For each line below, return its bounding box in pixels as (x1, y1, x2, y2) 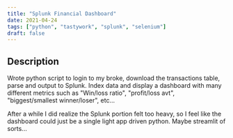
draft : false (7, 29, 45, 37)
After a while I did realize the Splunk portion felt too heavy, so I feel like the (7, 109, 222, 118)
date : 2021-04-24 (7, 17, 58, 24)
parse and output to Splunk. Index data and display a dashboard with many (7, 82, 222, 90)
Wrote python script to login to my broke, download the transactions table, (7, 74, 220, 82)
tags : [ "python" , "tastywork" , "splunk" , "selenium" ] (7, 23, 167, 30)
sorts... (7, 125, 28, 133)
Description (7, 55, 59, 67)
